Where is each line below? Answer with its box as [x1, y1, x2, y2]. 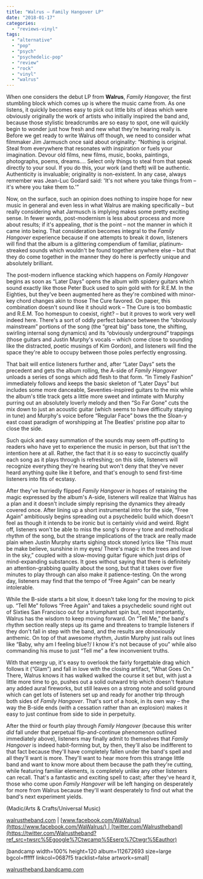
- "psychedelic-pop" [11, 54, 63, 60]
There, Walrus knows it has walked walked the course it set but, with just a [6, 672, 192, 679]
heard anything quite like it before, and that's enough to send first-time [6, 469, 182, 476]
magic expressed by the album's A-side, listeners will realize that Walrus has [6, 494, 197, 501]
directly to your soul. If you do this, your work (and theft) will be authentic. [6, 164, 191, 172]
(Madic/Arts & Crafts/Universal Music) [6, 805, 101, 812]
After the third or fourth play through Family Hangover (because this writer [6, 722, 192, 730]
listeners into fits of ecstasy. [6, 476, 77, 483]
